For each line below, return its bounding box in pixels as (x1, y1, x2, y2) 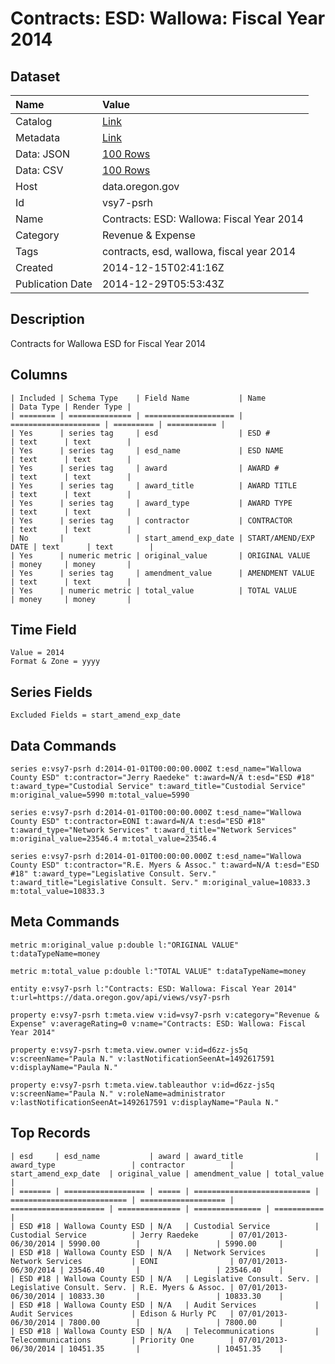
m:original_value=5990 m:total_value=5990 (10, 790, 190, 801)
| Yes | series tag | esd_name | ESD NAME (10, 445, 284, 456)
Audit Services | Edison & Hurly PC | (10, 1308, 235, 1319)
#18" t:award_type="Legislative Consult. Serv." (10, 869, 217, 879)
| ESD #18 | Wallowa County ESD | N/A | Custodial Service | (10, 1221, 320, 1231)
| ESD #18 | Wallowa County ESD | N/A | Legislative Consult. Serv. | (10, 1273, 320, 1284)
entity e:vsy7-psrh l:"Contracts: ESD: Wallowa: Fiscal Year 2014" (10, 983, 298, 994)
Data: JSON (15, 147, 71, 161)
